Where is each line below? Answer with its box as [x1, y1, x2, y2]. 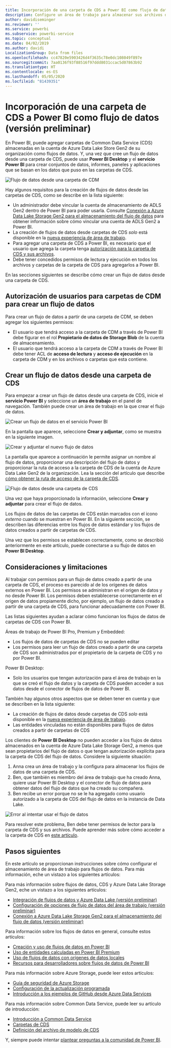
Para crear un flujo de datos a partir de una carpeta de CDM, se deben [5, 313, 154, 320]
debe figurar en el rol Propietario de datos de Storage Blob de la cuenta [12, 334, 164, 340]
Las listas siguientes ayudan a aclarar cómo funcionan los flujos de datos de [5, 614, 165, 620]
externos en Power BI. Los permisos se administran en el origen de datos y [5, 587, 163, 594]
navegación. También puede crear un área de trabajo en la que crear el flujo [5, 403, 164, 409]
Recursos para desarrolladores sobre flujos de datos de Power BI [12, 960, 150, 966]
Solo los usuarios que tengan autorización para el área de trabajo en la [12, 675, 161, 681]
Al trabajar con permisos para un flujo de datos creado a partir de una [5, 576, 152, 582]
